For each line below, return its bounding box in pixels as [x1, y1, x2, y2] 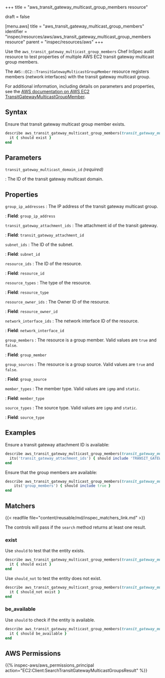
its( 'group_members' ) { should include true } [14, 483, 111, 488]
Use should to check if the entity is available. [5, 617, 96, 623]
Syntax [5, 108, 27, 116]
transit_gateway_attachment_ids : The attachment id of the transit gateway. [5, 223, 158, 229]
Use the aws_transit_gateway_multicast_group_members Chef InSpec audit [5, 49, 154, 54]
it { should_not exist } [9, 589, 60, 594]
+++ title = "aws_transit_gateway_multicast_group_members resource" [5, 4, 148, 10]
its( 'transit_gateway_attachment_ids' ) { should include [9, 456, 129, 461]
